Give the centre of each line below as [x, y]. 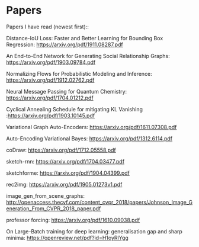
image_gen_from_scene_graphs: [45, 195]
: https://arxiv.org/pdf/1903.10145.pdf [51, 116]
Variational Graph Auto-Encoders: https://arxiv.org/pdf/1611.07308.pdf [92, 127]
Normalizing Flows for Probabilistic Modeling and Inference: [79, 73]
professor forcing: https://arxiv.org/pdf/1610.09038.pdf [73, 220]
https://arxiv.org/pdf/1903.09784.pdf [51, 62]
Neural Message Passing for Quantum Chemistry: [67, 91]
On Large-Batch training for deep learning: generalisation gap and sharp [94, 231]
